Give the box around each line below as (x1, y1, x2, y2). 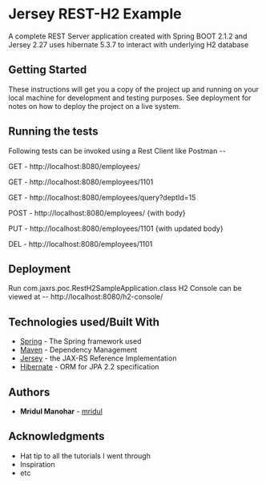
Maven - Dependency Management (19, 345, 138, 355)
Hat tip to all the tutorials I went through (19, 450, 151, 461)
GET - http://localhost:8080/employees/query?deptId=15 (8, 192, 196, 202)
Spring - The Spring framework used (19, 337, 142, 346)
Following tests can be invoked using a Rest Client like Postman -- (8, 146, 226, 155)
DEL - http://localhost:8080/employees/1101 (8, 239, 153, 248)
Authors (8, 385, 50, 399)
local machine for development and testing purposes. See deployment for (8, 93, 252, 103)
